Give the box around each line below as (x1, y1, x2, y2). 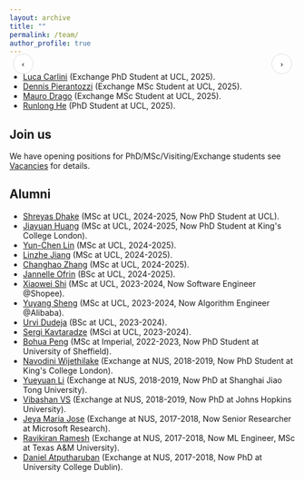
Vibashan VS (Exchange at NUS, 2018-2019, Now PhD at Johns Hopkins (22, 394, 292, 405)
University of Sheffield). (22, 346, 112, 357)
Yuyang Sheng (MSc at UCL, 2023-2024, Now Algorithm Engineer (22, 297, 270, 309)
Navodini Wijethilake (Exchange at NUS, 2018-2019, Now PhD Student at (22, 355, 293, 366)
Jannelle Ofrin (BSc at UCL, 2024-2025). (22, 269, 176, 280)
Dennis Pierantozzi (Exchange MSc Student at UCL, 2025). (22, 81, 242, 92)
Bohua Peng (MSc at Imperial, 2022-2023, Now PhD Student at (22, 336, 260, 347)
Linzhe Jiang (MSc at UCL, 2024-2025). (22, 249, 173, 260)
